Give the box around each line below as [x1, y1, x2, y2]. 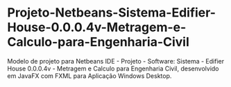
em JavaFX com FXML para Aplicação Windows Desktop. [7, 71, 172, 80]
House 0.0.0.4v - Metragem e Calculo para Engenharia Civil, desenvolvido [7, 64, 220, 72]
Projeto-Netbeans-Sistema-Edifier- [7, 5, 216, 21]
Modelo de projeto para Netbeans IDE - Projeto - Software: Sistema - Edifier [7, 57, 224, 65]
